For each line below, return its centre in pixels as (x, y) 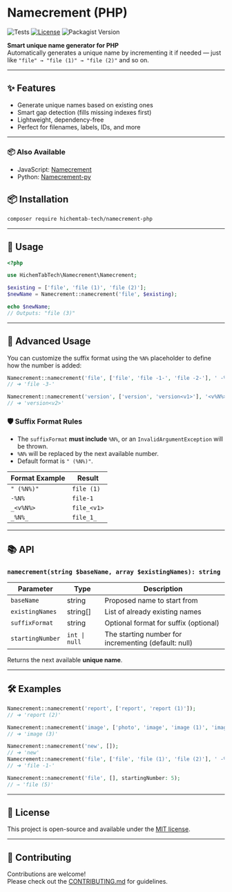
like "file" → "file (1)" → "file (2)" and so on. (78, 60)
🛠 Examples (35, 689)
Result (88, 478)
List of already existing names (153, 612)
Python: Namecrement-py (54, 177)
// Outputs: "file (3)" (41, 313)
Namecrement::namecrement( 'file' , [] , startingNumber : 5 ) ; (94, 778)
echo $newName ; (29, 307)
